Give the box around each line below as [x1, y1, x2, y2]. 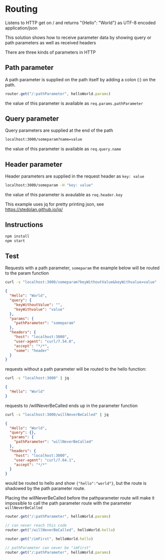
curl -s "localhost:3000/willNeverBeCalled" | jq [5, 412, 109, 417]
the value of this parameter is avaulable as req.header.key [5, 192, 123, 197]
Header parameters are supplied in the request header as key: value [5, 173, 144, 179]
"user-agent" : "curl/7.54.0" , [14, 339, 76, 344]
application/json [5, 25, 38, 31]
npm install [5, 234, 29, 239]
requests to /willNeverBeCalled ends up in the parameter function [5, 403, 138, 408]
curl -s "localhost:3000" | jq [5, 375, 69, 381]
